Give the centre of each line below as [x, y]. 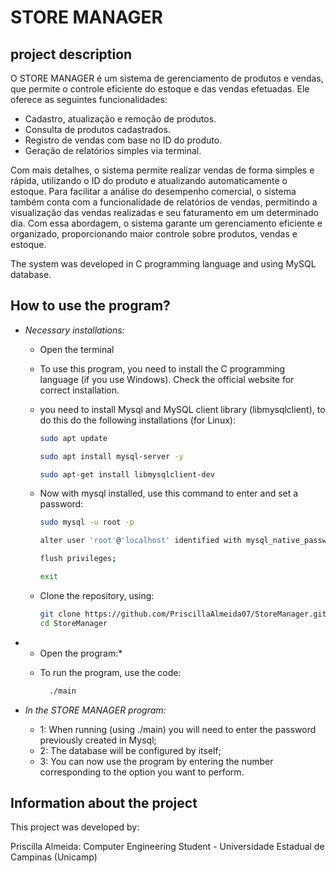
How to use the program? [90, 306]
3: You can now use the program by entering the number [156, 761]
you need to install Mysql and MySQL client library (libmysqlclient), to [182, 409]
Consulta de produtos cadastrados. [98, 129]
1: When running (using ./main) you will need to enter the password [178, 729]
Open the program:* [81, 653]
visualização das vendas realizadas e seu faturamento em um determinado [164, 212]
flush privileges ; [78, 559]
